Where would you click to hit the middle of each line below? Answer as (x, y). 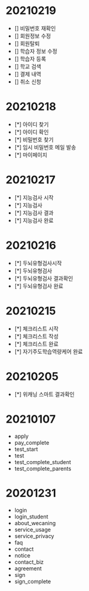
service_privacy (34, 536)
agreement (28, 568)
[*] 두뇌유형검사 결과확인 (44, 278)
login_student (31, 517)
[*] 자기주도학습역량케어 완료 (48, 351)
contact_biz (29, 562)
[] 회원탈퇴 (27, 43)
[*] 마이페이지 (31, 155)
